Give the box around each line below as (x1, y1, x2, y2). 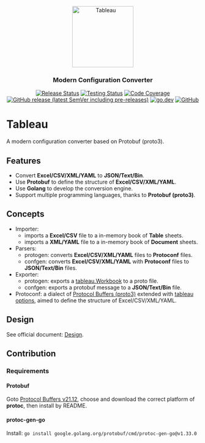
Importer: (15, 225, 39, 233)
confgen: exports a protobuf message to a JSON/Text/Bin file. (24, 283, 182, 291)
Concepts (6, 209, 45, 220)
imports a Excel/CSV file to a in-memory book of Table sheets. (24, 231, 184, 239)
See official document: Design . (6, 330, 84, 338)
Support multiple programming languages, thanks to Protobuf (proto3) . (15, 192, 196, 199)
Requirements (6, 367, 50, 375)
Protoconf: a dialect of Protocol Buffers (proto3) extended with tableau (15, 290, 194, 297)
